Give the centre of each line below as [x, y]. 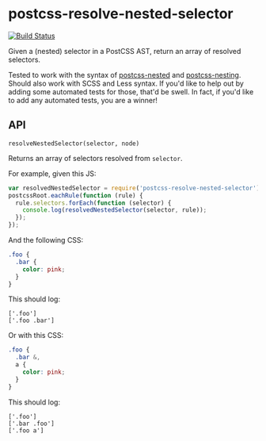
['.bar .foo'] [32, 424]
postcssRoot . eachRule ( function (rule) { [76, 195]
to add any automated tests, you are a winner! [83, 100]
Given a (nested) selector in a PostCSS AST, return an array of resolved [125, 51]
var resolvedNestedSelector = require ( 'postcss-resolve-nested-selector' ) [134, 188]
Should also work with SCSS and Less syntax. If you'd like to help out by [126, 83]
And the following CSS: [46, 240]
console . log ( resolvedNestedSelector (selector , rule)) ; [115, 210]
